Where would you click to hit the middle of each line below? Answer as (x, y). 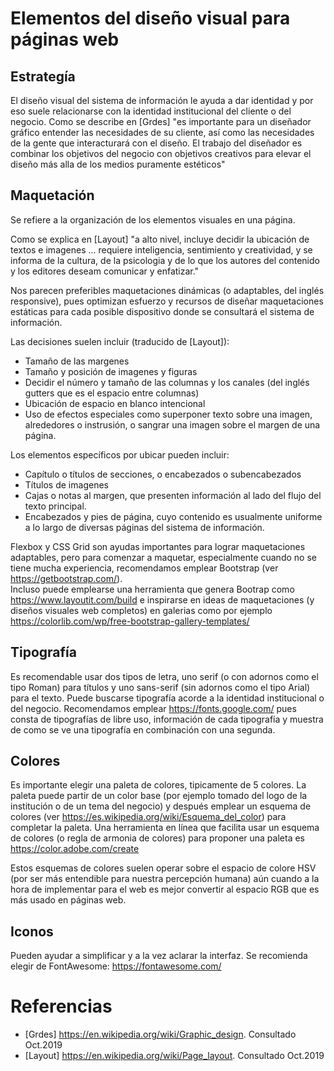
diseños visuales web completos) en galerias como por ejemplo (141, 610)
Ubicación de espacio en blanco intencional (115, 403)
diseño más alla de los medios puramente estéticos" (118, 164)
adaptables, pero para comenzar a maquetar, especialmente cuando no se (163, 557)
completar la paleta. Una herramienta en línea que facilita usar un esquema (165, 828)
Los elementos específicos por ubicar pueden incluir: (120, 454)
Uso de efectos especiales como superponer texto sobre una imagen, (168, 414)
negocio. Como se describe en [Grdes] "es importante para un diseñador (161, 121)
